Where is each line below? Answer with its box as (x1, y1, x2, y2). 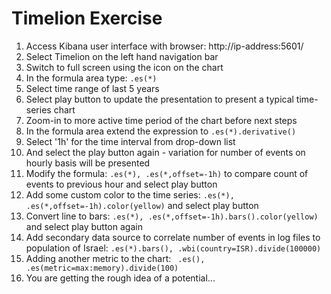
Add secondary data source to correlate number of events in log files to (25, 231, 321, 243)
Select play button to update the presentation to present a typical (25, 93, 294, 105)
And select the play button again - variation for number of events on (25, 146, 306, 158)
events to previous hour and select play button (25, 178, 218, 190)
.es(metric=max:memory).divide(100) (25, 263, 179, 273)
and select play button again (25, 220, 143, 232)
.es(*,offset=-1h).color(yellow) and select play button (25, 199, 259, 211)
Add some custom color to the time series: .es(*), (25, 188, 235, 201)
